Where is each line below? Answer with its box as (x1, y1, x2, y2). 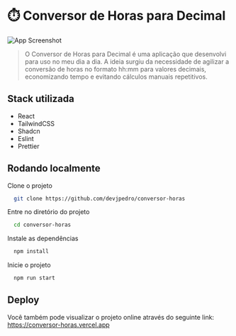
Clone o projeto (7, 181, 53, 190)
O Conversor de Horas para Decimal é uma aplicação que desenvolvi (24, 50, 227, 58)
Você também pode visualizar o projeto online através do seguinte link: (7, 313, 215, 321)
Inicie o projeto (7, 261, 51, 269)
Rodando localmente (7, 162, 101, 174)
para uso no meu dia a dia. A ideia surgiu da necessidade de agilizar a (24, 57, 230, 66)
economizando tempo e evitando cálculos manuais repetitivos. (24, 72, 208, 81)
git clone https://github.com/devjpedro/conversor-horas (13, 195, 186, 202)
